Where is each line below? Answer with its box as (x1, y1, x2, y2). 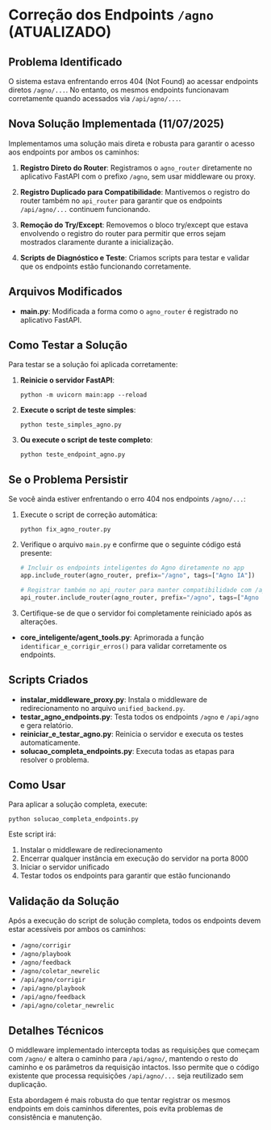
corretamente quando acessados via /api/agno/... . (8, 94, 181, 103)
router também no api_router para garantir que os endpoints (19, 196, 223, 205)
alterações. (19, 616, 58, 626)
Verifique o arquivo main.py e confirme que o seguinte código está (19, 540, 242, 549)
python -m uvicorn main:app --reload (19, 391, 148, 400)
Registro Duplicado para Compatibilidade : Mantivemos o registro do (19, 187, 250, 197)
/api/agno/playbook (19, 984, 86, 992)
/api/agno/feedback (19, 993, 86, 1001)
